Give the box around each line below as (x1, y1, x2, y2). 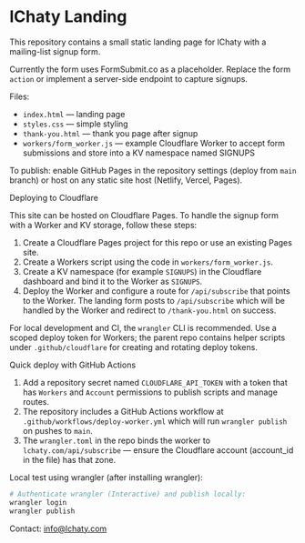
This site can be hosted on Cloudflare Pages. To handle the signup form (9, 209, 280, 220)
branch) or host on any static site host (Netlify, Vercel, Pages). (9, 175, 243, 186)
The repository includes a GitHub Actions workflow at (22, 406, 225, 417)
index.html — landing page (22, 108, 126, 119)
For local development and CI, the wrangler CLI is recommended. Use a (9, 322, 278, 333)
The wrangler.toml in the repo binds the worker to (22, 435, 211, 446)
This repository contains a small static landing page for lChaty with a (9, 36, 267, 47)
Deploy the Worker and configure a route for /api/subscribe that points (22, 285, 290, 297)
